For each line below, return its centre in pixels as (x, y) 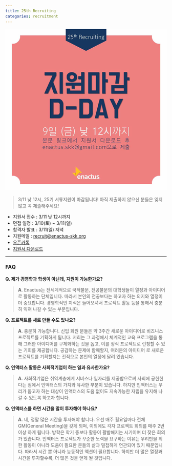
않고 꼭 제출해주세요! (38, 206)
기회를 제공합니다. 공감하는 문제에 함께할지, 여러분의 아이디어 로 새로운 (94, 350)
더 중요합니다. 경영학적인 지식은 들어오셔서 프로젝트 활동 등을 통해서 (85, 302)
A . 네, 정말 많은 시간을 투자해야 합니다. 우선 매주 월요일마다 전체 (81, 419)
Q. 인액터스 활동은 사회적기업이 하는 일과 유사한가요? (58, 367)
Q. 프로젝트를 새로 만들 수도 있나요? (40, 320)
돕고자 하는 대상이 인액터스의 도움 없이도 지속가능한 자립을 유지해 (92, 391)
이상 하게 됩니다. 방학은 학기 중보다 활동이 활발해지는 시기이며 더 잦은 (87, 432)
